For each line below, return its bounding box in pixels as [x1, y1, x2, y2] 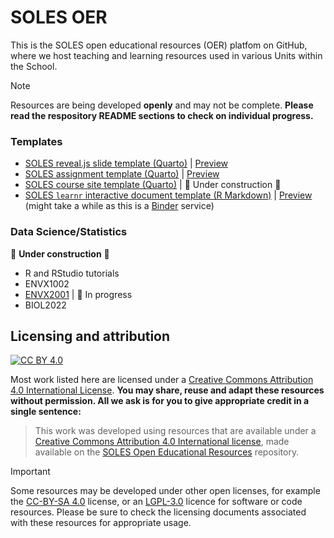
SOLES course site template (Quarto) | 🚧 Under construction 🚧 [24, 179, 282, 191]
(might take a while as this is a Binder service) [24, 200, 215, 212]
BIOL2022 [24, 299, 67, 311]
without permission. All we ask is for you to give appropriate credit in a [10, 395, 310, 407]
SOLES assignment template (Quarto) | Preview [24, 168, 220, 180]
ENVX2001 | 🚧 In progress [24, 288, 133, 300]
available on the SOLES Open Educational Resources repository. [34, 446, 300, 458]
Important [10, 466, 51, 478]
